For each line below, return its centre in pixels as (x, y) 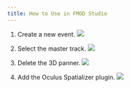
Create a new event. (46, 34)
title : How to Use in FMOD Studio (57, 14)
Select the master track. (52, 49)
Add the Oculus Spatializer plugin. (66, 77)
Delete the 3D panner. (49, 62)
